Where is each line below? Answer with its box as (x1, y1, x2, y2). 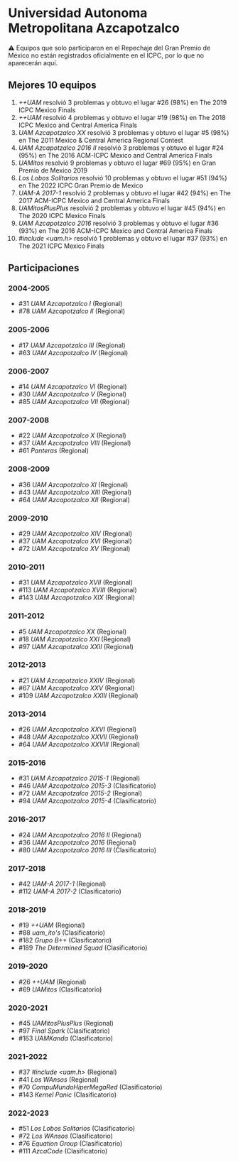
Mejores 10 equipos (8, 80, 97, 92)
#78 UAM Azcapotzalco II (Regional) (18, 307, 126, 315)
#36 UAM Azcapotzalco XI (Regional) (18, 480, 129, 489)
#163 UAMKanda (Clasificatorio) (18, 1033, 113, 1042)
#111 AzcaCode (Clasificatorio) (18, 1147, 108, 1156)
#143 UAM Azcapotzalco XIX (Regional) (18, 593, 136, 602)
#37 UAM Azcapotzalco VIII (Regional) (18, 439, 131, 447)
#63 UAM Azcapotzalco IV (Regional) (18, 348, 129, 357)
